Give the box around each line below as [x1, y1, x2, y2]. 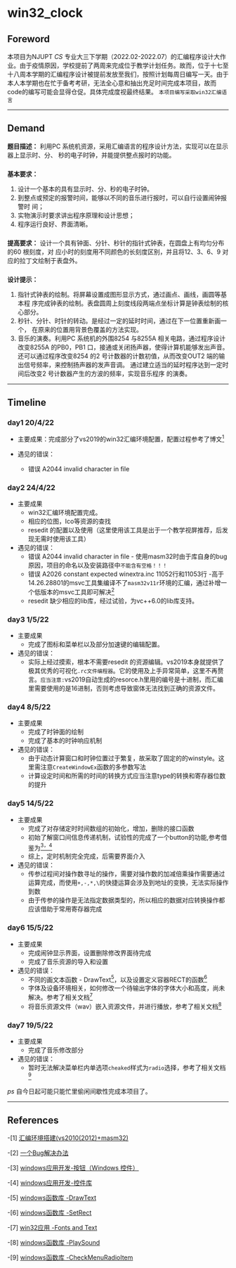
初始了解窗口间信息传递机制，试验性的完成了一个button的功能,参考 [27, 833, 221, 841]
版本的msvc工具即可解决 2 [40, 587, 114, 596]
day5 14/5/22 [7, 798, 54, 808]
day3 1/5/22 [7, 614, 49, 624]
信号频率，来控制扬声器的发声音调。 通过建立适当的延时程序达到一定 [23, 360, 223, 369]
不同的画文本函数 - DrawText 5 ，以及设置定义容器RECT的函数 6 [27, 974, 208, 984]
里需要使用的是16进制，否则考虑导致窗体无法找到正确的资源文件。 [27, 684, 219, 693]
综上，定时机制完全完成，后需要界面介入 [27, 852, 145, 861]
